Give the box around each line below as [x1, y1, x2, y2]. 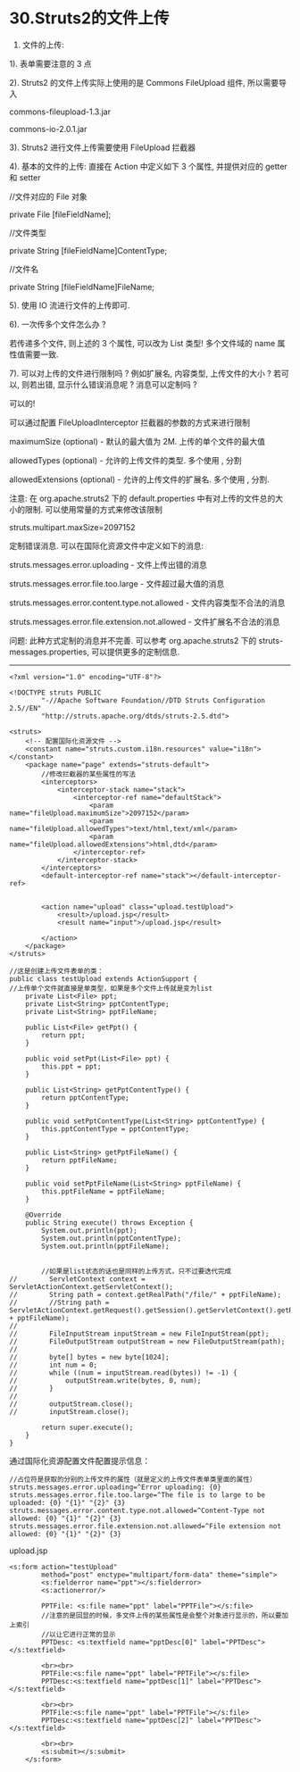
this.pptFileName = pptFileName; [41, 1186, 166, 1196]
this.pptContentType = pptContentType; [41, 1124, 190, 1134]
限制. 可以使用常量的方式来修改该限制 [24, 503, 162, 514]
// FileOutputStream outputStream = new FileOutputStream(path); [9, 1336, 286, 1346]
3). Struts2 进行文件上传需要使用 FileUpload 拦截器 [9, 142, 196, 153]
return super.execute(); [41, 1423, 134, 1432]
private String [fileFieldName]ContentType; [9, 245, 168, 255]
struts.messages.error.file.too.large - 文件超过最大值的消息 [9, 578, 225, 589]
